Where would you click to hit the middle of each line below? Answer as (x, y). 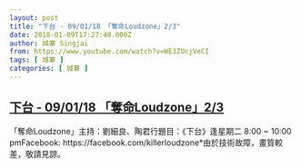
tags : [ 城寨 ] (37, 60)
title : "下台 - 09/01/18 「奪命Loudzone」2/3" (95, 26)
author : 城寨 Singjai (49, 43)
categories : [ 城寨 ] (49, 69)
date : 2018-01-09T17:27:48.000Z (70, 35)
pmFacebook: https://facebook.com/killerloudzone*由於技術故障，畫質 (142, 143)
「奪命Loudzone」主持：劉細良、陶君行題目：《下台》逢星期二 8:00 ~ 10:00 (151, 131)
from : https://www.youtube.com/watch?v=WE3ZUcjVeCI (109, 52)
